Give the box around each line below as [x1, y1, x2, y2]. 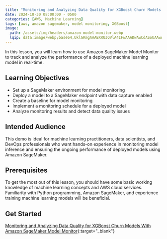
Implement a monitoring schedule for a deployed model [12, 103, 126, 109]
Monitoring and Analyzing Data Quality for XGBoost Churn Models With [5, 223, 151, 229]
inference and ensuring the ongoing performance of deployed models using [5, 146, 161, 152]
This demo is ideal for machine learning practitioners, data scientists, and [5, 135, 156, 142]
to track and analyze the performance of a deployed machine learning [5, 54, 149, 60]
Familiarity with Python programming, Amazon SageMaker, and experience [5, 190, 159, 196]
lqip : [9, 35, 21, 40]
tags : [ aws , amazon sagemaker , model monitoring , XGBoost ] [5, 21, 130, 26]
